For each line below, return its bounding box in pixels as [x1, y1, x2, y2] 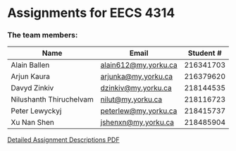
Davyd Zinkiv [11, 83, 54, 93]
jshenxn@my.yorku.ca [100, 118, 175, 128]
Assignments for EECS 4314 [7, 5, 175, 21]
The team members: [7, 30, 78, 40]
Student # [187, 48, 222, 58]
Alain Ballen [11, 60, 50, 70]
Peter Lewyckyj [11, 106, 62, 116]
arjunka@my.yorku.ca [100, 72, 173, 82]
